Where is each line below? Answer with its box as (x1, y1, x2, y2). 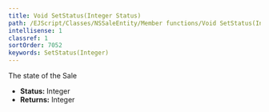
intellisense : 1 (8, 26, 62, 34)
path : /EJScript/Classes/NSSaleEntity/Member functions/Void (8, 19, 217, 27)
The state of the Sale (8, 71, 78, 80)
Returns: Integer (19, 95, 75, 104)
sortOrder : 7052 (8, 42, 62, 50)
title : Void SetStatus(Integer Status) (8, 11, 142, 20)
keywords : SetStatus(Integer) (8, 49, 110, 57)
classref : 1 (8, 34, 48, 42)
